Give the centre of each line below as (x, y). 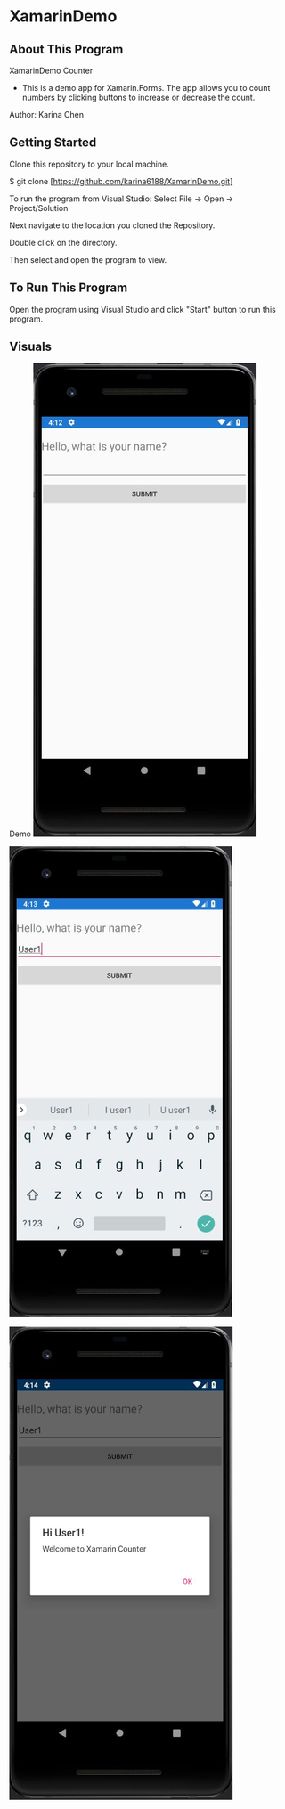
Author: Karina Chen (47, 114)
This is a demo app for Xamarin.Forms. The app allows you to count (146, 88)
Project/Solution (39, 208)
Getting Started (53, 143)
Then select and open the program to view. (88, 259)
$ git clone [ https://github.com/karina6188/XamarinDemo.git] (121, 181)
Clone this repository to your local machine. (89, 164)
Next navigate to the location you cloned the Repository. (112, 225)
